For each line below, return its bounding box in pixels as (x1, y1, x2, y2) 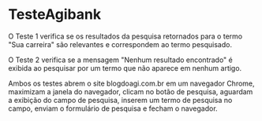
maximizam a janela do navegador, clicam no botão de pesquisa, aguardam (8, 86, 253, 96)
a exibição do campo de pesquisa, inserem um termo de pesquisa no (8, 95, 233, 104)
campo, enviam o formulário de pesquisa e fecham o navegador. (8, 104, 219, 113)
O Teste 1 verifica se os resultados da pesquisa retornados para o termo (8, 31, 243, 41)
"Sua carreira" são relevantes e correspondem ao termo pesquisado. (8, 39, 233, 49)
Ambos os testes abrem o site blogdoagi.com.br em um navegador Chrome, (8, 79, 255, 88)
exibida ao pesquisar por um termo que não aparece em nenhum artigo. (8, 63, 242, 72)
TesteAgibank (8, 5, 101, 24)
